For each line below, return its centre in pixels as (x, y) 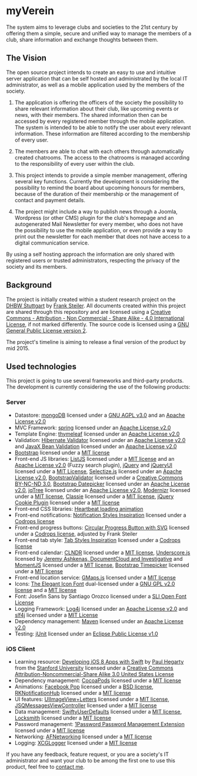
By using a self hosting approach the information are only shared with (91, 254)
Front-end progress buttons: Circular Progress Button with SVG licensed (102, 527)
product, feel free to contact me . (46, 767)
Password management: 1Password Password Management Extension (100, 724)
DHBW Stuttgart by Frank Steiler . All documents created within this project (96, 305)
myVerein (30, 11)
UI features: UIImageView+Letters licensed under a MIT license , (92, 699)
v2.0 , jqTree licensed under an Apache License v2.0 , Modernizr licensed (102, 490)
